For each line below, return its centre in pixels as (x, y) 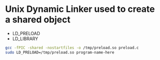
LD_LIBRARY (25, 39)
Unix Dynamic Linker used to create (80, 9)
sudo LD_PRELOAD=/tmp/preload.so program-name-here (60, 52)
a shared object (38, 20)
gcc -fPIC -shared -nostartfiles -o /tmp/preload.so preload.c (72, 48)
